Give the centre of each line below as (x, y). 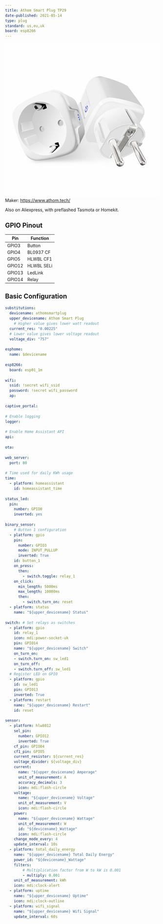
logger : (13, 421)
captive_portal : (21, 406)
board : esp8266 (20, 31)
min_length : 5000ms (38, 587)
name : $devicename (28, 354)
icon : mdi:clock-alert (37, 886)
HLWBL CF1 (40, 259)
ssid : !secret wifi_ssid (35, 385)
